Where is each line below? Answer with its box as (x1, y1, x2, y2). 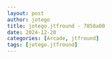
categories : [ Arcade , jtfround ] (7, 35, 99, 42)
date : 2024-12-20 (7, 28, 57, 36)
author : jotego (7, 16, 51, 23)
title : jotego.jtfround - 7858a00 (7, 22, 106, 29)
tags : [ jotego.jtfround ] (7, 41, 78, 48)
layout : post (7, 9, 44, 17)
